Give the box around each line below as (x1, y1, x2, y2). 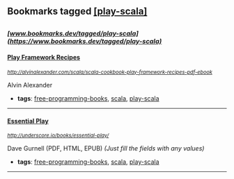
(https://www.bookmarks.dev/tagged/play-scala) (7, 37, 162, 46)
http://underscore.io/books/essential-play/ (7, 132, 109, 139)
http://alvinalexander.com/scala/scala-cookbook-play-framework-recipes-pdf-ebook (7, 69, 212, 76)
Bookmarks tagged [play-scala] (7, 6, 148, 17)
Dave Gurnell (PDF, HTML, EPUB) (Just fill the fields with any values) (7, 144, 205, 153)
